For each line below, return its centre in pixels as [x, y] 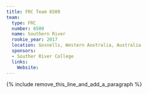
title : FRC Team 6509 [33, 12]
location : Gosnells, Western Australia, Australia [76, 46]
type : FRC [24, 23]
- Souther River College [43, 56]
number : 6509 [28, 28]
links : [20, 62]
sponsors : [24, 51]
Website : [28, 67]
